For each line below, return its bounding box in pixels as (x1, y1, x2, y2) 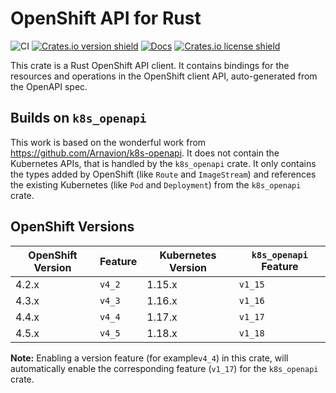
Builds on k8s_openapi (10, 110, 147, 127)
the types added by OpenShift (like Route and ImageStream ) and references (10, 168, 317, 180)
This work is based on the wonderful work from (10, 136, 207, 148)
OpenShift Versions (10, 218, 135, 236)
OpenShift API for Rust (10, 7, 202, 30)
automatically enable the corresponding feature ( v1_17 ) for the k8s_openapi (10, 362, 319, 374)
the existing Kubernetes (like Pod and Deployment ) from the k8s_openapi (10, 178, 302, 191)
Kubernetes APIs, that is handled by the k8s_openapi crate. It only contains (10, 157, 317, 169)
